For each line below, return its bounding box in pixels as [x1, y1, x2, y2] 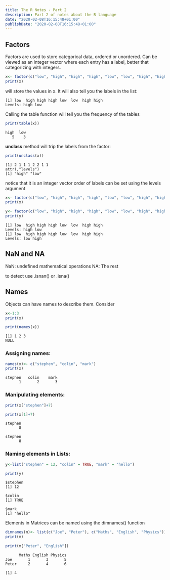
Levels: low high [5, 236, 42, 241]
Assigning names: [5, 350, 51, 357]
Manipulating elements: [5, 391, 65, 398]
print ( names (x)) [5, 325, 39, 330]
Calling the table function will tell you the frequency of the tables [5, 111, 140, 117]
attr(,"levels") [5, 166, 39, 172]
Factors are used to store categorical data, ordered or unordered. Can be [5, 54, 158, 60]
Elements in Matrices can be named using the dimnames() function [5, 520, 145, 526]
